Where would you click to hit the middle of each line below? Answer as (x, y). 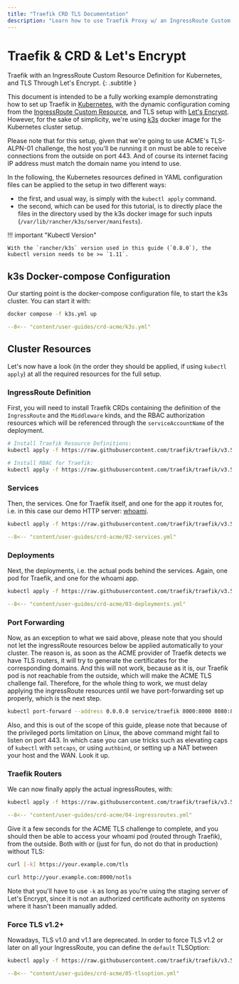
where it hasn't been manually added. (63, 906)
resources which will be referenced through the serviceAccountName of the (116, 423)
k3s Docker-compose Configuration (89, 276)
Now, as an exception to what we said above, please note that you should (115, 638)
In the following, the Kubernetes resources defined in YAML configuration (115, 177)
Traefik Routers (35, 773)
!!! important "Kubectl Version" (52, 235)
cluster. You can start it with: (49, 301)
